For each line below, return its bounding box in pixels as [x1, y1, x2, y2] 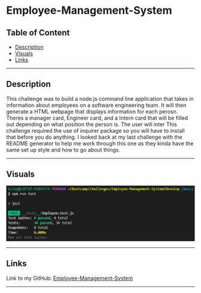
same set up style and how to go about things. [6, 146, 121, 153]
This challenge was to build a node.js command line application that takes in [6, 95, 194, 102]
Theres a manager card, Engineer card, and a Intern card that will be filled [6, 114, 188, 121]
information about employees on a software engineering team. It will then [6, 101, 187, 109]
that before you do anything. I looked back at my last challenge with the [6, 133, 182, 140]
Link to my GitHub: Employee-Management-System [6, 274, 133, 282]
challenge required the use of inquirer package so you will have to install [6, 127, 185, 134]
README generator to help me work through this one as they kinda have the [6, 139, 194, 147]
